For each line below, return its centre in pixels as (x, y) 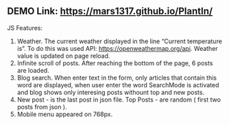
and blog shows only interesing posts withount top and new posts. (110, 92)
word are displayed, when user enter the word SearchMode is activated (118, 84)
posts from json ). (42, 106)
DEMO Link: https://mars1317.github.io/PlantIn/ (110, 11)
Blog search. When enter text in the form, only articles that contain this (117, 78)
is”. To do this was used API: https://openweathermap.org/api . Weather (117, 48)
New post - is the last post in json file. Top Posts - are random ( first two (119, 100)
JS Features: (25, 27)
